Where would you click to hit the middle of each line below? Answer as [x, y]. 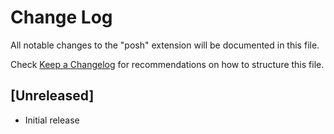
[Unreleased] [52, 96]
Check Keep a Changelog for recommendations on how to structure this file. [167, 64]
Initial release [52, 120]
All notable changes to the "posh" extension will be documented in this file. [165, 45]
